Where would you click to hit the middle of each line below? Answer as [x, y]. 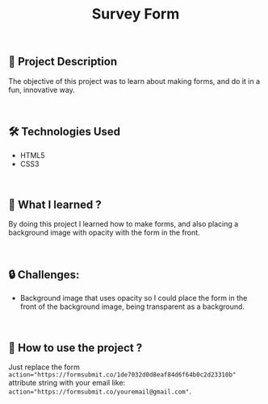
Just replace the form [44, 367]
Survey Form [136, 14]
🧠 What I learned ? [55, 204]
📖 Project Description [63, 62]
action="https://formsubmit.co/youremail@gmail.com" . [100, 391]
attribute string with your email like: [67, 383]
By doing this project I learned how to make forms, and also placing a [124, 224]
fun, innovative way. [42, 90]
